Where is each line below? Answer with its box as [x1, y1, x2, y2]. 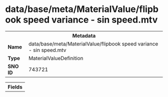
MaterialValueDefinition [28, 54, 83, 61]
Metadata [72, 32, 96, 39]
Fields [7, 83, 22, 90]
